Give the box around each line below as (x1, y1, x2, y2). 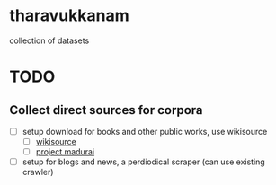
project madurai (35, 146, 95, 157)
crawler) (22, 167, 54, 178)
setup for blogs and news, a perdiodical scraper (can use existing (22, 156, 265, 167)
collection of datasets (9, 35, 90, 46)
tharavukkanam (9, 5, 130, 26)
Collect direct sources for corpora (9, 102, 203, 118)
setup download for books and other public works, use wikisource (22, 126, 268, 137)
